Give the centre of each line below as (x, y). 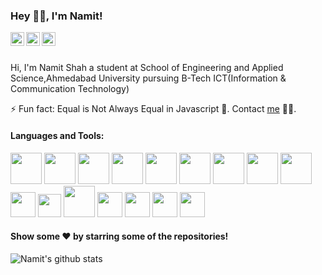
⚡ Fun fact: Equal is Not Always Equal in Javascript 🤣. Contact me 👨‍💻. (153, 109)
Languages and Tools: (57, 135)
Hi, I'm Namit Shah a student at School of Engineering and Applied (147, 68)
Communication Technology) (70, 89)
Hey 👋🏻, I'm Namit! (56, 16)
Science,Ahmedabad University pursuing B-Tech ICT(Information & (148, 78)
